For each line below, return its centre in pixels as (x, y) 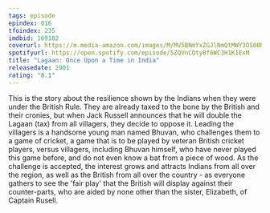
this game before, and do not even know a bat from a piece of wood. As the (133, 158)
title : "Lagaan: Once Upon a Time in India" (84, 61)
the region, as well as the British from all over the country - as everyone (127, 175)
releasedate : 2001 (39, 68)
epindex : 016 (30, 23)
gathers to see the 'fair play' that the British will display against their (121, 183)
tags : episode (32, 16)
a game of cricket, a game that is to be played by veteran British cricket (127, 140)
